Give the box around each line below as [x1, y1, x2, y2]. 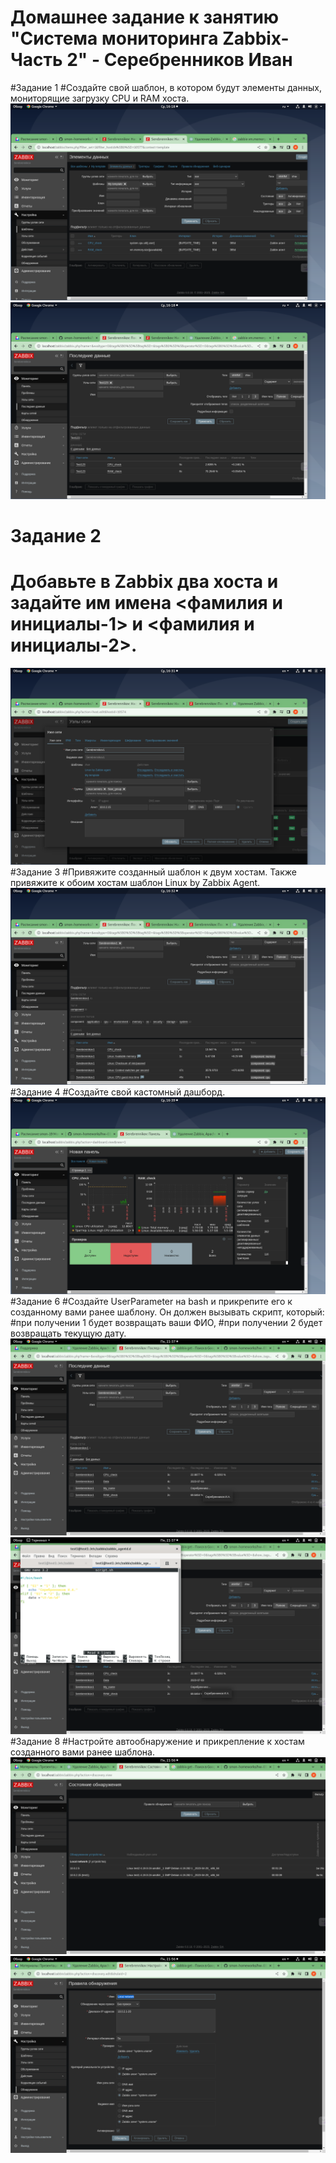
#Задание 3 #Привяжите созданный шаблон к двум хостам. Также [10, 866, 297, 878]
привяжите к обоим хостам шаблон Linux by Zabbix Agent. [10, 877, 261, 889]
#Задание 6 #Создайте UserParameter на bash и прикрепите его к [10, 1296, 293, 1308]
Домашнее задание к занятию [10, 6, 280, 29]
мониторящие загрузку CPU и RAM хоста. [10, 92, 190, 104]
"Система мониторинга [10, 27, 219, 50]
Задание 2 [10, 525, 102, 548]
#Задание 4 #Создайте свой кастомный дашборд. [10, 1086, 226, 1098]
